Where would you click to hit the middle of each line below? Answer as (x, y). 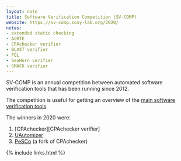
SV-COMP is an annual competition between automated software (84, 83)
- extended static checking (40, 33)
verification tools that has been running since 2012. (68, 89)
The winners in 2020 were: (39, 118)
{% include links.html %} (36, 153)
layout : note (22, 11)
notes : (14, 28)
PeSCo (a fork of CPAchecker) (51, 142)
